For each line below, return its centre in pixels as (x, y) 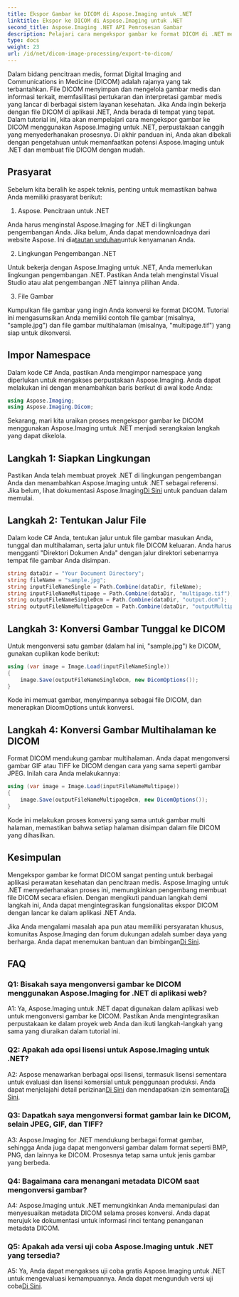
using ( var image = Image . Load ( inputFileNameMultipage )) (94, 787)
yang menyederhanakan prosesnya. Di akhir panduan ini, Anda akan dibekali (119, 134)
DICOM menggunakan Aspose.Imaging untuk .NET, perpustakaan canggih (116, 127)
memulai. (21, 498)
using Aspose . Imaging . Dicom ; (51, 407)
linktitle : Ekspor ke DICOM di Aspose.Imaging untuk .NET (95, 21)
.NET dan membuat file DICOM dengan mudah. (76, 150)
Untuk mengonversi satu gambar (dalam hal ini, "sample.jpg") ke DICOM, (114, 646)
